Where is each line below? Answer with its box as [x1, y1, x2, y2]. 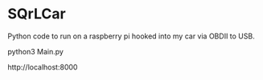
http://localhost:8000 [7, 62, 78, 72]
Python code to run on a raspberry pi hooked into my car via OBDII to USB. [7, 31, 255, 41]
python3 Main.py [7, 46, 64, 56]
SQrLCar [7, 5, 66, 23]
